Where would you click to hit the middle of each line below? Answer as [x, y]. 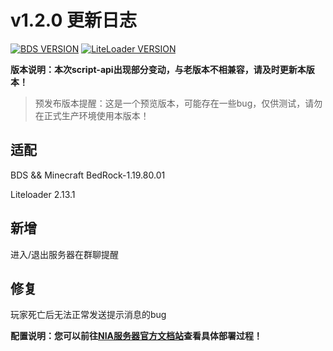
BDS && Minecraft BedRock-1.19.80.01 [88, 175]
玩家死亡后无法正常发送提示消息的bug [88, 315]
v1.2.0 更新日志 [73, 20]
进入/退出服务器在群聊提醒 [65, 254]
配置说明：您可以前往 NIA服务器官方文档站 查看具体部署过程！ [136, 336]
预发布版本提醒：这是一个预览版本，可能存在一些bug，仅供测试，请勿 [178, 103]
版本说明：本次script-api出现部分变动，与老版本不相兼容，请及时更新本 [158, 69]
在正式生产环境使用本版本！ [92, 115]
